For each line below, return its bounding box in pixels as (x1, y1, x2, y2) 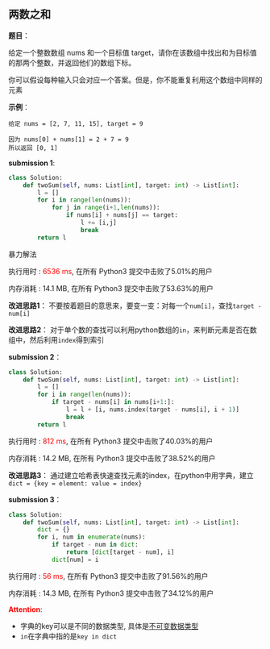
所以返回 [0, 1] (8, 144, 58, 152)
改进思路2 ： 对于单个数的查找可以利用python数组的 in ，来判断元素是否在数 (8, 325, 257, 335)
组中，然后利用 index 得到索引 (8, 335, 105, 344)
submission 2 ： (8, 352, 62, 361)
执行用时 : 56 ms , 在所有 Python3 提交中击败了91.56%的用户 (8, 571, 209, 580)
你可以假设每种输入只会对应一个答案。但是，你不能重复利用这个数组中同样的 (8, 75, 263, 85)
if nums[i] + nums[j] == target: (65, 211, 179, 219)
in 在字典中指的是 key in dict (19, 631, 117, 641)
